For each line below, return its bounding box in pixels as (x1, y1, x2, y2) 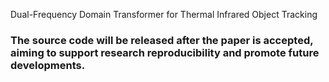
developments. (10, 58, 86, 72)
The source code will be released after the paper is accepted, (10, 33, 314, 47)
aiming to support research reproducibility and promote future (10, 45, 320, 59)
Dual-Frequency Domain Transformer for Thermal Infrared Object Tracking (10, 9, 318, 20)
